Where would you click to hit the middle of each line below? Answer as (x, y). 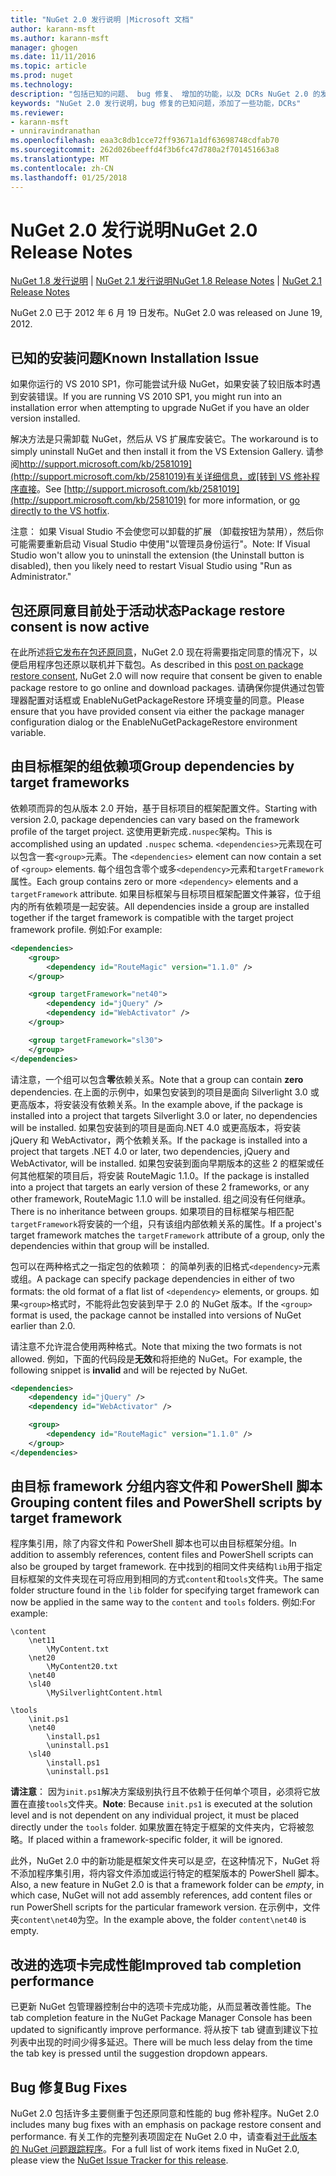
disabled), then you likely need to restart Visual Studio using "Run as (151, 566)
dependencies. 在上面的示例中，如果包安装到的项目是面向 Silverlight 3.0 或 (165, 1092)
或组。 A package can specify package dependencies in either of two (152, 1278)
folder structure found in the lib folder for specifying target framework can (165, 1590)
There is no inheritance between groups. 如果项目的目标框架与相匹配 (152, 1211)
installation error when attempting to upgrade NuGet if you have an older (160, 408)
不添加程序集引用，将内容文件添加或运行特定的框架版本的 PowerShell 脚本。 (167, 1873)
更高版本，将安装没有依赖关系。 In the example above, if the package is (156, 1104)
